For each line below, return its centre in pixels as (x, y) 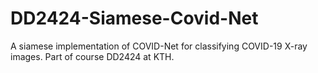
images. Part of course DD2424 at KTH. (92, 56)
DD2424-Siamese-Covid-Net (134, 18)
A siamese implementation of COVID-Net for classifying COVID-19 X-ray (159, 46)
